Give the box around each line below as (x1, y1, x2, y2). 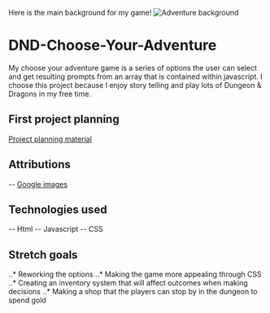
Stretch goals (8, 248, 78, 262)
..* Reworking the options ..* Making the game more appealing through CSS (8, 269, 262, 280)
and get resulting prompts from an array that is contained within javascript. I (8, 72, 263, 81)
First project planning (8, 112, 120, 126)
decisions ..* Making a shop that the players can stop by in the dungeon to (8, 287, 258, 297)
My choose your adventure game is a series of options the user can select (8, 63, 258, 72)
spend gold (8, 295, 46, 305)
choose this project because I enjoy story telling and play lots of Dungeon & (8, 80, 262, 89)
